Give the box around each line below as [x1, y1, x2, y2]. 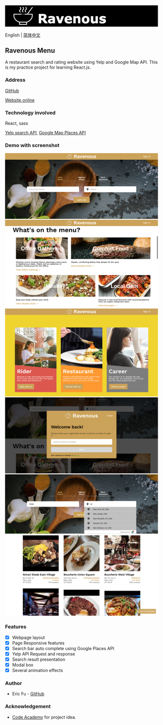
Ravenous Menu [5, 47, 55, 55]
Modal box [12, 662, 33, 668]
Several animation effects [12, 668, 63, 673]
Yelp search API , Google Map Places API [5, 130, 86, 136]
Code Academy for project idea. [12, 714, 76, 720]
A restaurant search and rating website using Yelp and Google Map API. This [5, 59, 158, 65]
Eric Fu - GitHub [12, 691, 45, 697]
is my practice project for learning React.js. [5, 64, 91, 71]
